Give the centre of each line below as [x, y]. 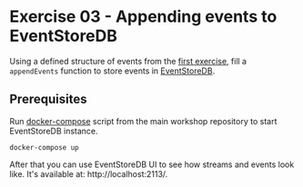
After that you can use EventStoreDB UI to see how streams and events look [152, 164]
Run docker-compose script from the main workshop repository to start [143, 121]
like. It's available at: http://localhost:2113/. [89, 173]
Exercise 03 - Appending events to [143, 17]
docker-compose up [44, 147]
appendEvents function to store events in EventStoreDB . [112, 71]
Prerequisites [48, 99]
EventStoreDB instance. [54, 131]
